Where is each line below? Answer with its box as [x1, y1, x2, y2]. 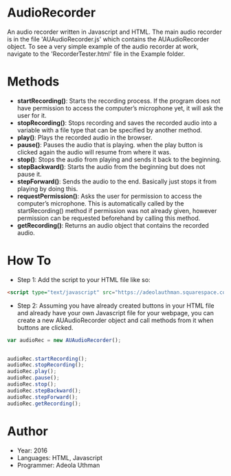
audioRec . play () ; [7, 368, 57, 375]
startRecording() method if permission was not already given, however [16, 206, 217, 215]
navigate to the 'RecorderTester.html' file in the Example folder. [7, 50, 186, 58]
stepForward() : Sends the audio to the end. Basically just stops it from [16, 177, 217, 186]
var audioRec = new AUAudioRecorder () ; [7, 337, 122, 344]
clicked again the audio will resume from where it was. [16, 148, 172, 156]
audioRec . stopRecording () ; [7, 361, 85, 368]
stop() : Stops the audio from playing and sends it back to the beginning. [16, 155, 221, 163]
